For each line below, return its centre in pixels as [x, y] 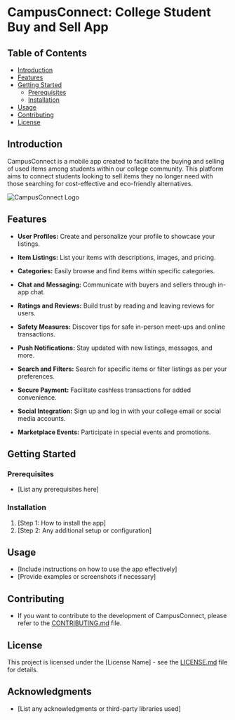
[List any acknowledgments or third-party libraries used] [99, 708]
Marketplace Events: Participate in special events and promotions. [114, 432]
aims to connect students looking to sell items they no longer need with [110, 176]
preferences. [36, 376]
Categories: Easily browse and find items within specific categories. [116, 270]
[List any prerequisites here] [58, 490]
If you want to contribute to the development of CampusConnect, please [122, 616]
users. [27, 313]
